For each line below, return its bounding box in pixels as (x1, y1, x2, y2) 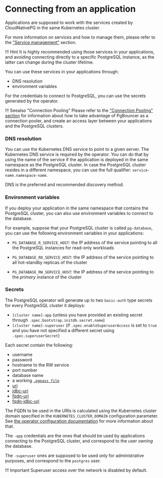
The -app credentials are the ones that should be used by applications (5, 433, 145, 438)
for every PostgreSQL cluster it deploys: (5, 302, 85, 308)
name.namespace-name (5, 173, 47, 178)
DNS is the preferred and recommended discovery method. (5, 182, 124, 187)
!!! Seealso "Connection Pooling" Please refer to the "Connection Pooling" (5, 107, 153, 113)
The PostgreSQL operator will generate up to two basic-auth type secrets (5, 297, 152, 303)
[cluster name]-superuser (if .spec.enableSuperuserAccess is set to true (12, 322, 157, 328)
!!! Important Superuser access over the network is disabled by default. (5, 467, 147, 473)
